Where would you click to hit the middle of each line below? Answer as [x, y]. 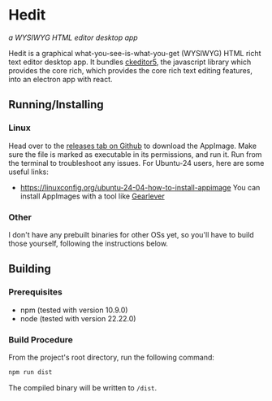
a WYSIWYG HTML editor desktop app [73, 37]
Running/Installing [56, 105]
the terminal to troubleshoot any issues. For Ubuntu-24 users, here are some [136, 163]
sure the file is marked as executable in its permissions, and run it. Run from [135, 154]
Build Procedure [41, 339]
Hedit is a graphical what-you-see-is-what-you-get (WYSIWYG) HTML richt [135, 53]
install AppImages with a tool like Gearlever [92, 196]
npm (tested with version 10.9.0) [74, 310]
